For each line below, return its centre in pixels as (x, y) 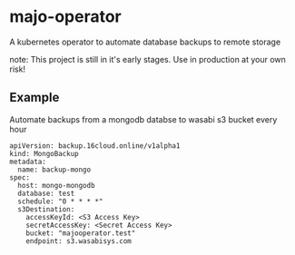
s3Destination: (46, 209)
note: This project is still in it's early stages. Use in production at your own (147, 59)
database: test (46, 193)
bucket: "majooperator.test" (81, 233)
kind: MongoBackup (44, 153)
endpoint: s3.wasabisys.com (79, 241)
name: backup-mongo (54, 170)
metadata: (28, 162)
